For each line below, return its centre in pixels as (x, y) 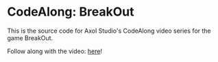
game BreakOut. (30, 37)
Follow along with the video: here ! (55, 51)
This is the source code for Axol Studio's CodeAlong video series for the (109, 31)
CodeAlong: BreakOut (71, 12)
